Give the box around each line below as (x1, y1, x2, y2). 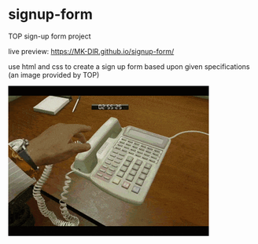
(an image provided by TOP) (8, 70, 100, 79)
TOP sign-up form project (8, 31, 92, 41)
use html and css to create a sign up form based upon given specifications (8, 61, 250, 71)
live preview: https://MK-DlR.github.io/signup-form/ (8, 46, 175, 56)
